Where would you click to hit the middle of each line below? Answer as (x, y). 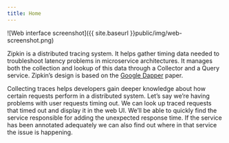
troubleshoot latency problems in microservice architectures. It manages (110, 61)
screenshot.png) (31, 40)
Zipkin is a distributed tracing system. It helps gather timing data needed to (113, 53)
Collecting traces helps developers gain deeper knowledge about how (107, 88)
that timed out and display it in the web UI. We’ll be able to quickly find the (112, 110)
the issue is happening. (40, 132)
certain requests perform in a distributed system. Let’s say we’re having (108, 96)
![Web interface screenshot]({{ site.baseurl (68, 33)
